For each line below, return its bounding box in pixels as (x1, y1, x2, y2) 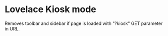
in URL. (5, 25, 20, 31)
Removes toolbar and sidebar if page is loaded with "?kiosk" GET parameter (5, 20, 163, 26)
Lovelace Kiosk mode (5, 4, 96, 15)
